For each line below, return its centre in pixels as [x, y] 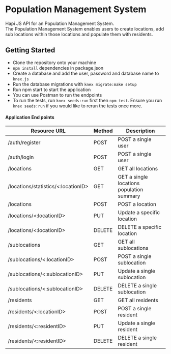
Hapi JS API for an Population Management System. [60, 23]
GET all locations [138, 168]
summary [129, 196]
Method [103, 131]
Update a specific [139, 212]
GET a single [133, 176]
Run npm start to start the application [52, 90]
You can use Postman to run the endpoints [57, 95]
